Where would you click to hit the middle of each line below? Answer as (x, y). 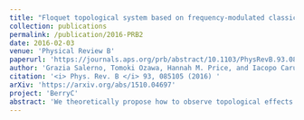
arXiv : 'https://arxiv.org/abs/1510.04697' (93, 85)
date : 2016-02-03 (42, 43)
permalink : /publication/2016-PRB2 (76, 34)
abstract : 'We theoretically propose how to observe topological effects (152, 102)
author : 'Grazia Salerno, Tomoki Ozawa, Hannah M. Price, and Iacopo (143, 69)
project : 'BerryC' (44, 93)
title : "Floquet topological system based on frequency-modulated (137, 18)
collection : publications (58, 26)
